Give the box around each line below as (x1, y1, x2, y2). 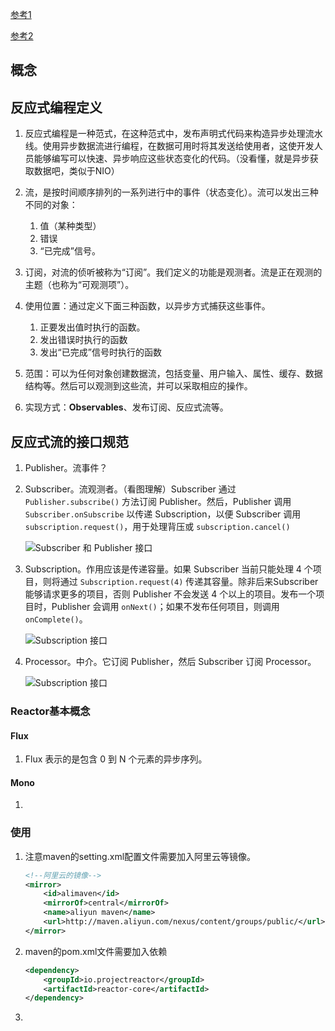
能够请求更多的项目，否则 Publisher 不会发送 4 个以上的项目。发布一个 (24, 588, 317, 600)
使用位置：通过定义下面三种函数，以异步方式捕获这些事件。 (24, 300, 271, 312)
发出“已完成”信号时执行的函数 (39, 346, 162, 358)
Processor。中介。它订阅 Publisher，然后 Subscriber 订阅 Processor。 (24, 656, 317, 668)
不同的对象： (24, 199, 78, 211)
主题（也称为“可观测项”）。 (24, 279, 135, 291)
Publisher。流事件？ (24, 462, 108, 474)
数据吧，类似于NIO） (33, 165, 120, 177)
